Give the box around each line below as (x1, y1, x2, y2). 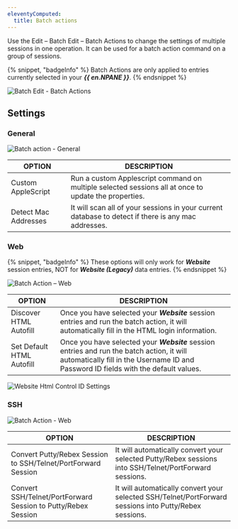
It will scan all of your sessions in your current (70, 203, 223, 213)
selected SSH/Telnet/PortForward (115, 491, 227, 501)
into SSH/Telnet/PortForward (115, 462, 211, 472)
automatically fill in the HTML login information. (59, 326, 217, 336)
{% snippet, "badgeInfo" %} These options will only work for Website (7, 258, 211, 266)
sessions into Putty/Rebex (115, 501, 202, 511)
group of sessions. (7, 51, 62, 60)
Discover (11, 308, 41, 318)
